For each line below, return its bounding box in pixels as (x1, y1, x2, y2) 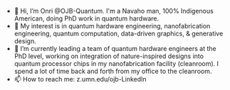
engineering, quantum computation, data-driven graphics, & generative (14, 29, 224, 38)
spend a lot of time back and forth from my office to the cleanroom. (14, 67, 212, 75)
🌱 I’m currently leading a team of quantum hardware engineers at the (14, 45, 216, 52)
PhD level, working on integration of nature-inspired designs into (14, 52, 204, 60)
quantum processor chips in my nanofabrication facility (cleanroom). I (14, 60, 219, 67)
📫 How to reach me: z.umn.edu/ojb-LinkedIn (14, 75, 147, 83)
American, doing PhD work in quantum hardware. (14, 14, 159, 23)
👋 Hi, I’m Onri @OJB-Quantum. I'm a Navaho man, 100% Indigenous (14, 7, 214, 15)
